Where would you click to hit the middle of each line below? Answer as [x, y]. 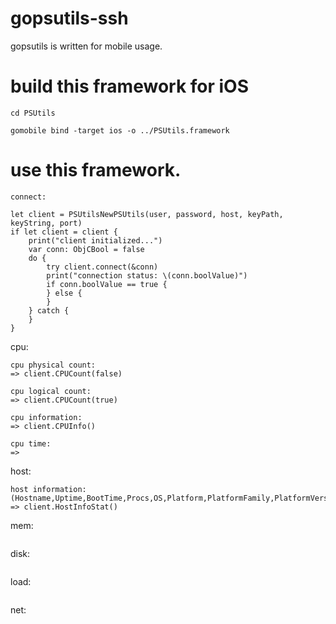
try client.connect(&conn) [102, 267]
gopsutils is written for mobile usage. [86, 46]
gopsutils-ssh [69, 18]
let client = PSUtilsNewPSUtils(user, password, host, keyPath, [147, 214]
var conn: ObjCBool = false [86, 249]
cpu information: [46, 417]
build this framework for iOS [130, 86]
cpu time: [31, 443]
